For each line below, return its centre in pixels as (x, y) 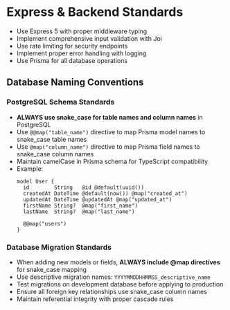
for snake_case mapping (52, 269)
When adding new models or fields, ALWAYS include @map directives (118, 262)
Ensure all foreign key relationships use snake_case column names (112, 291)
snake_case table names (52, 139)
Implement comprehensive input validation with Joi (89, 38)
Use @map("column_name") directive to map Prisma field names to (108, 147)
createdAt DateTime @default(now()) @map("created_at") (105, 193)
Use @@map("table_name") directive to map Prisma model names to (111, 131)
